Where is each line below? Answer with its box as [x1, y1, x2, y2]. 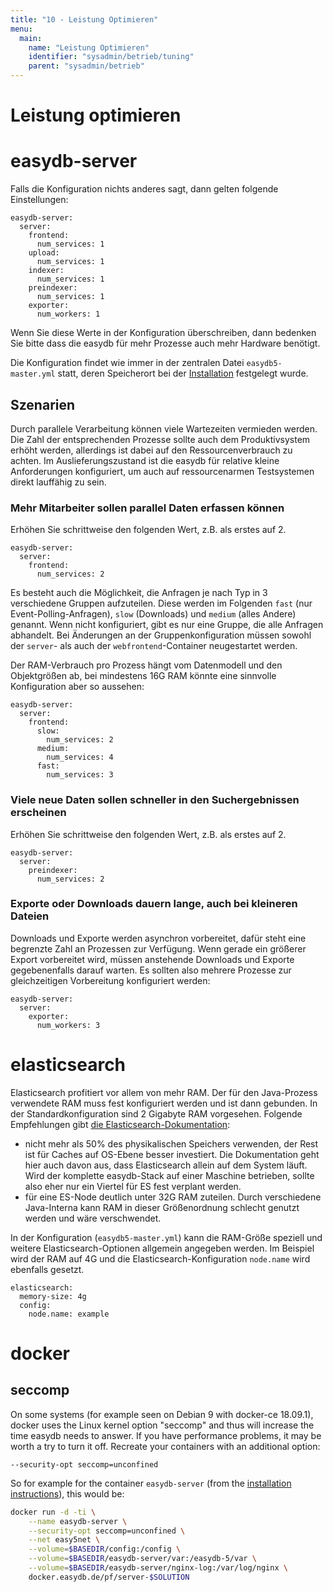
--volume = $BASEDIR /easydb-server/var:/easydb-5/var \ [28, 1554, 257, 1564]
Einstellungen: [10, 194, 69, 206]
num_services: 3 [46, 770, 114, 780]
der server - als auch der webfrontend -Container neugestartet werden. [10, 640, 298, 652]
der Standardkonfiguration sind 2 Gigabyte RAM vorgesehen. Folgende [10, 1107, 303, 1120]
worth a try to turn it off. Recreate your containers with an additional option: [10, 1440, 321, 1452]
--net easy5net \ [28, 1535, 101, 1545]
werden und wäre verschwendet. [24, 1212, 162, 1224]
